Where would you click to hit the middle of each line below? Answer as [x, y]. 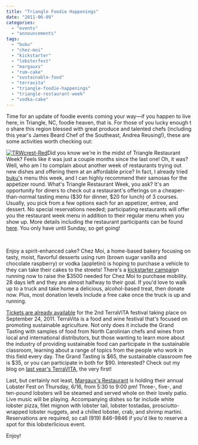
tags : [13, 39]
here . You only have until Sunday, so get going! [63, 228]
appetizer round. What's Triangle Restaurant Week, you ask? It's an [88, 184]
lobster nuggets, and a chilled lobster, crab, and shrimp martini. [106, 411]
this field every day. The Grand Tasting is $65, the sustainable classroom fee [99, 356]
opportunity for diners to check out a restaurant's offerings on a [84, 190]
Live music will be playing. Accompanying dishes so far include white [90, 399]
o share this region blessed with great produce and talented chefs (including [99, 129]
